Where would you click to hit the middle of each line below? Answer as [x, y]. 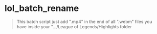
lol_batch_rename [42, 8]
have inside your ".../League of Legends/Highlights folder [74, 26]
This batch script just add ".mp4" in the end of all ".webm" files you [84, 22]
